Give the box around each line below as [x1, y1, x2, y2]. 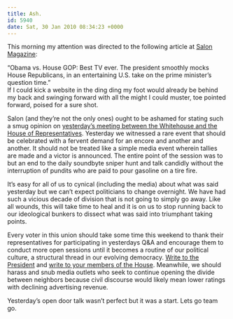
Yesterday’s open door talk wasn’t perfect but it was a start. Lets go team [7, 297, 218, 305]
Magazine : [7, 50, 38, 58]
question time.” [7, 79, 51, 87]
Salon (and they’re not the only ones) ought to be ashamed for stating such [7, 114, 224, 123]
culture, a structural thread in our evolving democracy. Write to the [7, 253, 199, 262]
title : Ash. [7, 10, 42, 18]
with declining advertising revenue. [7, 283, 108, 292]
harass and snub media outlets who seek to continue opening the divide [7, 268, 215, 277]
